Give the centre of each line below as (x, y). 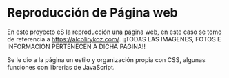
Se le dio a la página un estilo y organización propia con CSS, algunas (106, 59)
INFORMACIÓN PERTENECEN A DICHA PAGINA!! (77, 46)
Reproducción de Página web (92, 13)
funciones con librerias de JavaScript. (61, 67)
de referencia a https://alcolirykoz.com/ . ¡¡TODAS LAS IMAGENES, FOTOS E (114, 39)
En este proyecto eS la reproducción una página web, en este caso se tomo (114, 32)
